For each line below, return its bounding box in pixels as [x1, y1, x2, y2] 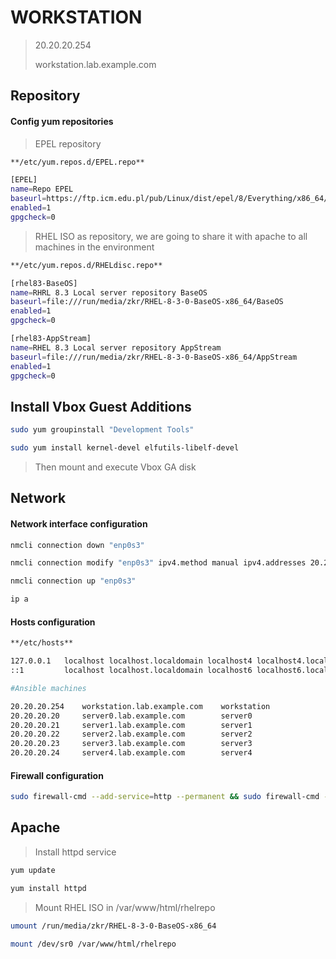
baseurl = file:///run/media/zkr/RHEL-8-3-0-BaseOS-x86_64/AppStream [10, 352, 298, 362]
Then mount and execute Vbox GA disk [34, 461, 197, 473]
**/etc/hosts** [10, 638, 74, 648]
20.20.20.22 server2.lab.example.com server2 [10, 729, 253, 740]
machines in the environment [34, 241, 155, 253]
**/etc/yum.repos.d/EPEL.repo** [10, 157, 145, 167]
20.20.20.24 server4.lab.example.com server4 [10, 748, 253, 758]
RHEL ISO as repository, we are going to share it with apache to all [34, 230, 308, 242]
